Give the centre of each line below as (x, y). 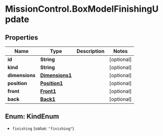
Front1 (48, 91)
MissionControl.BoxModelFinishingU (82, 9)
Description (90, 51)
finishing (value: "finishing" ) (43, 128)
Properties (22, 37)
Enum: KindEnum (32, 117)
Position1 (52, 83)
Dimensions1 (56, 75)
